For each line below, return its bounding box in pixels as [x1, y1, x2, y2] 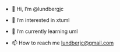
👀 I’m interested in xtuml [11, 17, 70, 23]
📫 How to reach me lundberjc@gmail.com [11, 39, 114, 46]
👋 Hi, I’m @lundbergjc [11, 6, 64, 12]
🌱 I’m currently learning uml [11, 28, 78, 35]
